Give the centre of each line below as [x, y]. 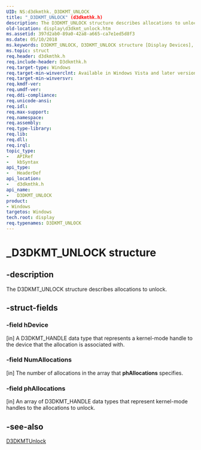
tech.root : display [31, 218]
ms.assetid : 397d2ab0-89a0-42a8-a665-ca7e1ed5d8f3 [71, 34]
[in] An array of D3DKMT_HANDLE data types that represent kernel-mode [97, 402]
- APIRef [20, 156]
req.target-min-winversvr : [40, 78]
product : [17, 201]
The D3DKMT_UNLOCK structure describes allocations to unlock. [87, 289]
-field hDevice [28, 325]
